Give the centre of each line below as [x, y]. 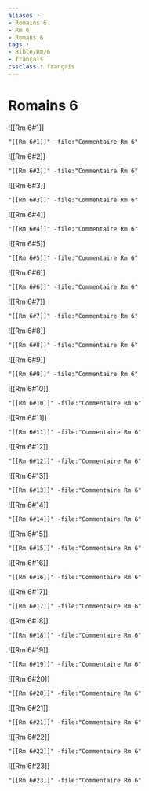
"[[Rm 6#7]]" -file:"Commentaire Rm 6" [73, 316]
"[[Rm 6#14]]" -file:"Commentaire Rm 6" [75, 519]
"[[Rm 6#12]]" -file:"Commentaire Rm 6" [75, 461]
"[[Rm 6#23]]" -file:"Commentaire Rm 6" [75, 780]
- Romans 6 [26, 37]
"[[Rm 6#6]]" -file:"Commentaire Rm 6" [73, 287]
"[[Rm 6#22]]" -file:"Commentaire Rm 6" [75, 751]
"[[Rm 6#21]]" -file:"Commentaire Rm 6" [75, 722]
